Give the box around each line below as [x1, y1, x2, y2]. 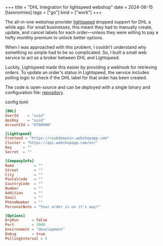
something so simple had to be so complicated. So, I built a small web [5, 49, 147, 55]
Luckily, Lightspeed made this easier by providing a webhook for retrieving [5, 64, 157, 70]
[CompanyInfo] [5, 158, 35, 163]
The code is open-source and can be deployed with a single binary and [5, 84, 151, 90]
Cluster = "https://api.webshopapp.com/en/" [5, 141, 98, 145]
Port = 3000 [5, 222, 45, 227]
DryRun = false [5, 218, 48, 223]
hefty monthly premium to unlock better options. [5, 35, 104, 40]
